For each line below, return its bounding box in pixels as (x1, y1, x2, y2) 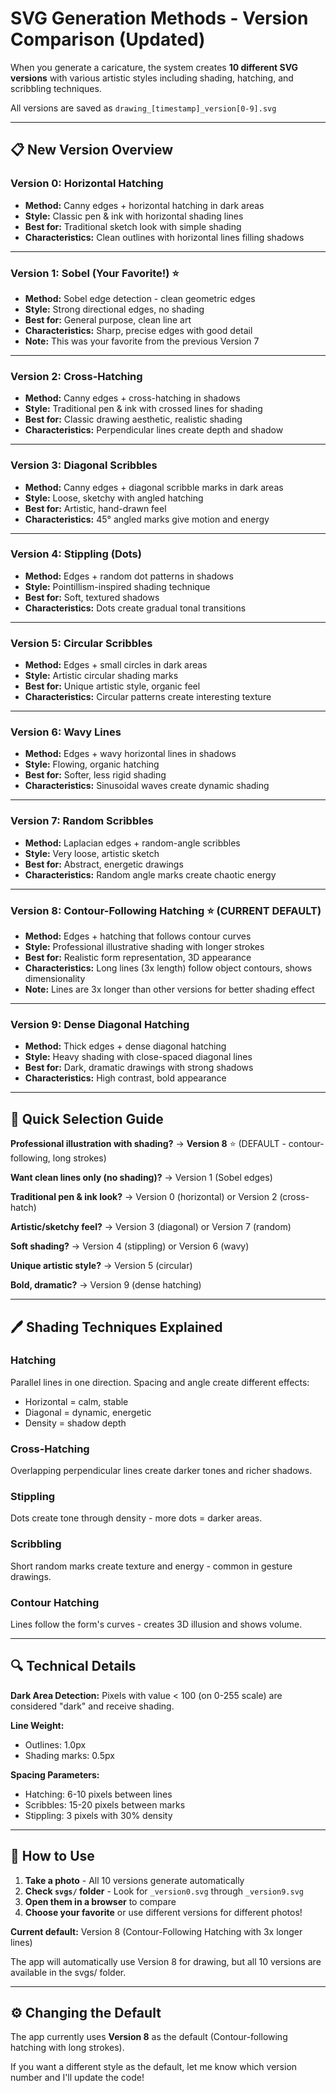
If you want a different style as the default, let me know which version (10, 2061, 298, 2073)
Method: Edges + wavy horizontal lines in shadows (24, 748, 237, 760)
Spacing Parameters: (10, 1768, 100, 1781)
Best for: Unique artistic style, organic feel (24, 680, 201, 692)
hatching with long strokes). (10, 2042, 125, 2054)
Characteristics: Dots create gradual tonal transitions (24, 602, 247, 614)
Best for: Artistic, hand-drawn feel (24, 502, 167, 514)
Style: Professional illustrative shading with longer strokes (24, 941, 265, 952)
